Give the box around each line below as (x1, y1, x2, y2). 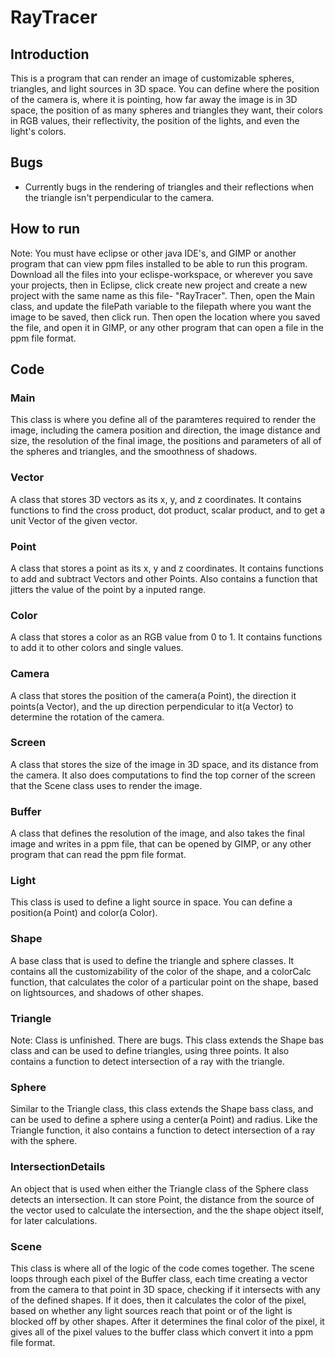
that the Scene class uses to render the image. (10, 779, 203, 791)
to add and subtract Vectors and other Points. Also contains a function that (10, 572, 318, 585)
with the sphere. (10, 1135, 78, 1147)
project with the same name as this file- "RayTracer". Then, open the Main (10, 289, 315, 301)
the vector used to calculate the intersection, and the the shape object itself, (10, 1204, 324, 1216)
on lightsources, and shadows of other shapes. (10, 986, 204, 998)
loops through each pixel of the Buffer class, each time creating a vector (10, 1272, 308, 1285)
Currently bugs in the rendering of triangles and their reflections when (24, 181, 315, 193)
